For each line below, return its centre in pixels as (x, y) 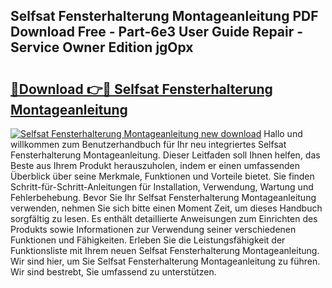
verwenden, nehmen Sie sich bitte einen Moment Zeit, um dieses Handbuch (166, 208)
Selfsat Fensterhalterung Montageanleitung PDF (164, 16)
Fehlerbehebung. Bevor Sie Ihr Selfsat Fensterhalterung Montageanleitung (163, 197)
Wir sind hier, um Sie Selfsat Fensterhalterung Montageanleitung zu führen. (165, 261)
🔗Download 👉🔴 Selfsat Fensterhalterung (141, 89)
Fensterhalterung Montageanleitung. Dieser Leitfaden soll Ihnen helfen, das (165, 155)
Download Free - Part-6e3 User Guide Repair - (157, 32)
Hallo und (283, 133)
